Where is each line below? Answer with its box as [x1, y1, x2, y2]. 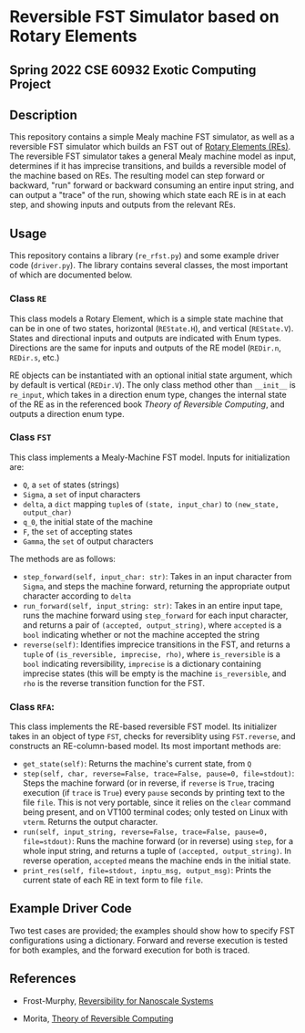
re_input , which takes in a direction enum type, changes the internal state [9, 389, 287, 400]
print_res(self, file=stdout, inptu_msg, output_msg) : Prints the [22, 865, 271, 876]
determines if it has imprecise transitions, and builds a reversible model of [9, 161, 287, 172]
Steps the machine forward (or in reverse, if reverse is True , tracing [22, 777, 275, 788]
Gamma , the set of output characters [22, 536, 154, 547]
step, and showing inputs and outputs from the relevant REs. [9, 199, 236, 211]
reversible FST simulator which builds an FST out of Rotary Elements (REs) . [9, 141, 291, 152]
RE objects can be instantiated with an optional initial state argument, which [9, 370, 293, 381]
